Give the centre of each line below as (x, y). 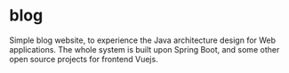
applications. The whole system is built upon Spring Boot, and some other (144, 49)
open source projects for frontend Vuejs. (84, 59)
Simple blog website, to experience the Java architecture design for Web (143, 40)
